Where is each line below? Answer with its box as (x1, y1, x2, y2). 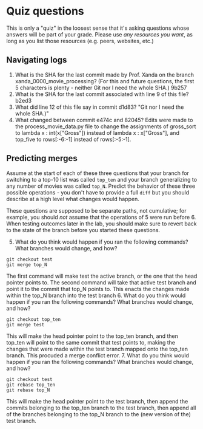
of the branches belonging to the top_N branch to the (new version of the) (6, 410, 191, 417)
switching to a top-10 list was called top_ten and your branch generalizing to (6, 176, 198, 183)
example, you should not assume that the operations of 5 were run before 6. (6, 213, 196, 221)
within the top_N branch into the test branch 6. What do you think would (6, 292, 186, 299)
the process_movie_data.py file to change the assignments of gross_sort (15, 123, 196, 130)
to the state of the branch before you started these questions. (6, 226, 161, 233)
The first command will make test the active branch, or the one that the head (6, 272, 198, 280)
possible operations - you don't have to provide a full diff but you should (6, 188, 190, 196)
